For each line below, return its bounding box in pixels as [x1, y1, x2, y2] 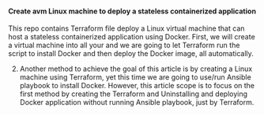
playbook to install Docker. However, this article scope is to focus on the [19, 81, 255, 91]
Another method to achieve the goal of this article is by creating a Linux [19, 64, 253, 74]
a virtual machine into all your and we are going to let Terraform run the [8, 40, 240, 50]
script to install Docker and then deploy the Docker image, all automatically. [8, 49, 255, 58]
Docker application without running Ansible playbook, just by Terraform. [19, 98, 255, 107]
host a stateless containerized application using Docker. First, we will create [8, 32, 255, 42]
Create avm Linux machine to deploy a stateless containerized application [8, 6, 257, 16]
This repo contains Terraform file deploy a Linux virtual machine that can [8, 24, 245, 33]
